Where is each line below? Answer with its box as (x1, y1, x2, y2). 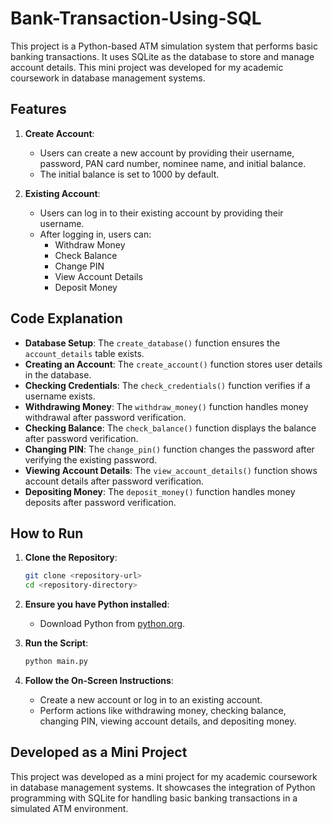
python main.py (24, 657, 89, 667)
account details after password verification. (24, 475, 205, 487)
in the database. (24, 368, 92, 381)
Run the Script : (24, 637, 89, 649)
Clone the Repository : (24, 552, 118, 564)
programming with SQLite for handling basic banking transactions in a (10, 792, 298, 804)
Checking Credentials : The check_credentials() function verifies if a (24, 379, 311, 391)
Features (10, 101, 67, 118)
